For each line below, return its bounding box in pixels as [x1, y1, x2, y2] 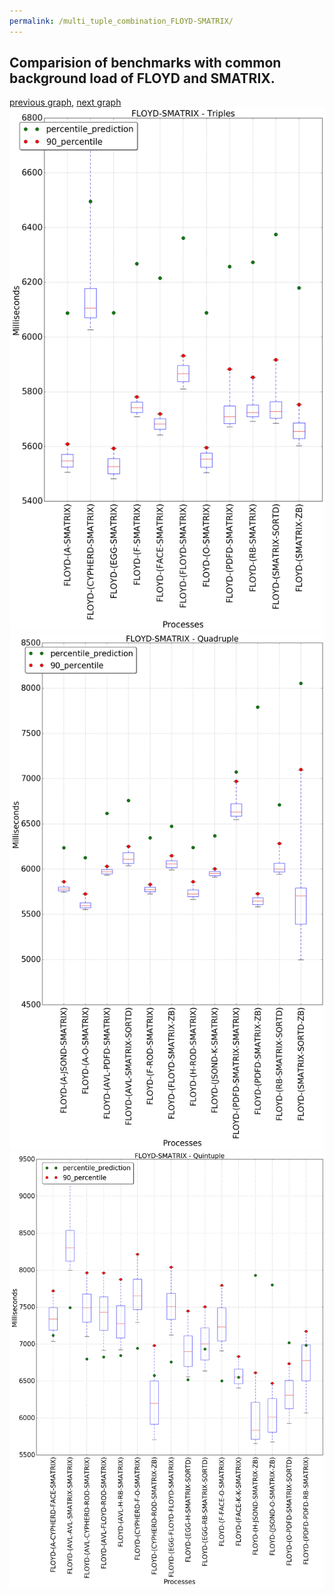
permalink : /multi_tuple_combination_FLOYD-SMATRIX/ [9, 16, 234, 26]
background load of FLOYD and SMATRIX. [9, 70, 276, 87]
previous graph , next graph [9, 96, 122, 109]
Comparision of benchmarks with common [9, 55, 282, 72]
